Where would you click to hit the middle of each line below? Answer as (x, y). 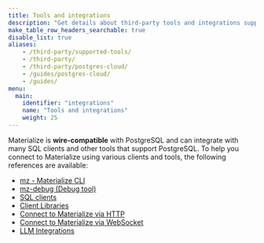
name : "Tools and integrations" (75, 111)
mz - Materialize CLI (52, 180)
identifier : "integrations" (68, 103)
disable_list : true (40, 37)
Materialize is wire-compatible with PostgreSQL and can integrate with (123, 140)
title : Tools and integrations (59, 15)
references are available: (48, 165)
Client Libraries (44, 205)
